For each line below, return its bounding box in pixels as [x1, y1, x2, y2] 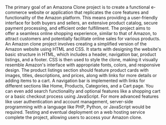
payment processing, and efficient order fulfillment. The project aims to [5, 25, 151, 31]
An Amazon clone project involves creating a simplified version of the [5, 41, 147, 46]
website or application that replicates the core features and [28, 9, 149, 15]
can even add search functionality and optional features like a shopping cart [5, 88, 161, 94]
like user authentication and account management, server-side [5, 99, 133, 104]
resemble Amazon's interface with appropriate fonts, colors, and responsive [5, 62, 161, 68]
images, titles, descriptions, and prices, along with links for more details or [5, 73, 157, 78]
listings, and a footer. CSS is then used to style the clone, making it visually [5, 57, 158, 62]
